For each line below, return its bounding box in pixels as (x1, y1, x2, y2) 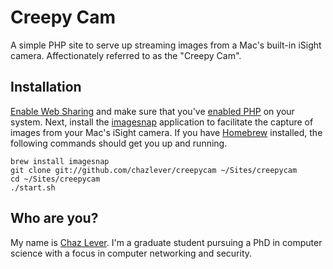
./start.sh (10, 182, 56, 193)
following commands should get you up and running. (10, 137, 228, 149)
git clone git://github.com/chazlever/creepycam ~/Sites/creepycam (10, 165, 298, 175)
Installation (10, 79, 82, 96)
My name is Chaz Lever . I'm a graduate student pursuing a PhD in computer (10, 236, 323, 248)
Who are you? (10, 210, 99, 227)
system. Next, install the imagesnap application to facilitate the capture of (10, 116, 314, 128)
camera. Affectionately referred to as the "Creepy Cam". (10, 49, 242, 61)
